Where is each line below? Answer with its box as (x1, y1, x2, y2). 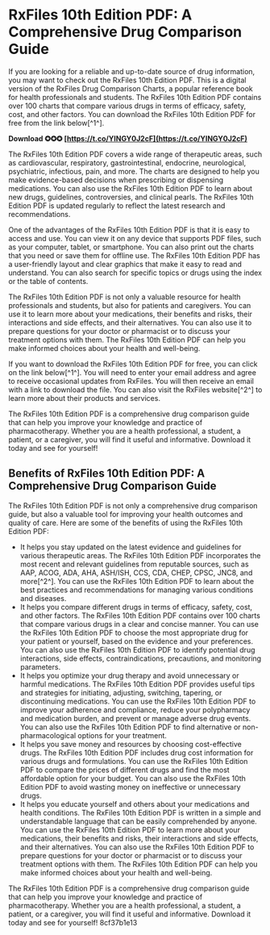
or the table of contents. (8, 276, 89, 286)
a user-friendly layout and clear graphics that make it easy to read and (8, 259, 242, 269)
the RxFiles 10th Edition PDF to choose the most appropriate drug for (19, 628, 248, 637)
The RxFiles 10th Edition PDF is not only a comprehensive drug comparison (8, 500, 258, 510)
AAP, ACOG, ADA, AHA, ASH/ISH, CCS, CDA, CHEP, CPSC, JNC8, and (19, 567, 253, 578)
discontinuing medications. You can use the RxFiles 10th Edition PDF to (19, 696, 256, 706)
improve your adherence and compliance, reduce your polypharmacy (19, 704, 251, 715)
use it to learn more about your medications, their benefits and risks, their (8, 309, 252, 319)
